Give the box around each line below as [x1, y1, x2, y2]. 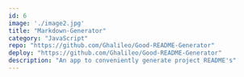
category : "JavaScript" [8, 34, 89, 43]
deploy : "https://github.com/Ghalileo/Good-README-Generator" [8, 49, 222, 57]
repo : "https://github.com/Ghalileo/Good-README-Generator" [8, 42, 216, 50]
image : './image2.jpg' [8, 19, 85, 27]
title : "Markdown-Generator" [8, 26, 107, 34]
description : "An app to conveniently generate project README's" [8, 57, 237, 65]
